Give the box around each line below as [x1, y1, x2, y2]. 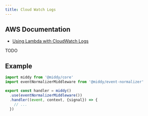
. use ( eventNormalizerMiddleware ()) [9, 93, 83, 98]
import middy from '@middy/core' [5, 75, 74, 80]
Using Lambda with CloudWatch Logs [12, 38, 89, 44]
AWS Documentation [5, 25, 71, 34]
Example [5, 62, 32, 70]
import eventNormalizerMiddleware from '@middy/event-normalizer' [5, 79, 144, 85]
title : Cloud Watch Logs [5, 7, 56, 12]
